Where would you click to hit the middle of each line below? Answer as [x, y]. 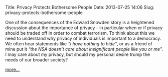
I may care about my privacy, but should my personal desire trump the [78, 54]
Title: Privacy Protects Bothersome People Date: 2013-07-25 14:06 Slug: [80, 7]
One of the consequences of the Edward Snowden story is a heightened [80, 22]
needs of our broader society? [37, 60]
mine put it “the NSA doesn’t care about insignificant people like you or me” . [84, 49]
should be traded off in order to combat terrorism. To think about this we [80, 33]
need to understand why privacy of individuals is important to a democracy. [83, 38]
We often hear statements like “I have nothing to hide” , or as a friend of [79, 44]
